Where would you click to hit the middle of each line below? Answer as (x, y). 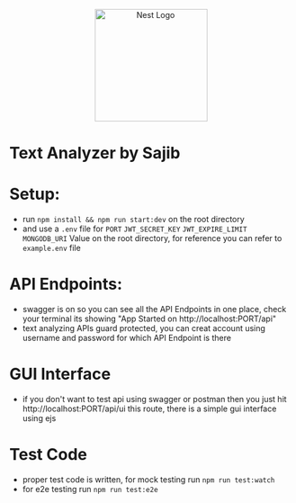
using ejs (39, 418)
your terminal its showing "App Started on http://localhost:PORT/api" (149, 319)
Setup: (35, 194)
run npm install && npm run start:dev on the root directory (133, 220)
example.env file (51, 248)
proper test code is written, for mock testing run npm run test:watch (148, 479)
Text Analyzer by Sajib (95, 153)
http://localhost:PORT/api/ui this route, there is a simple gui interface (149, 409)
